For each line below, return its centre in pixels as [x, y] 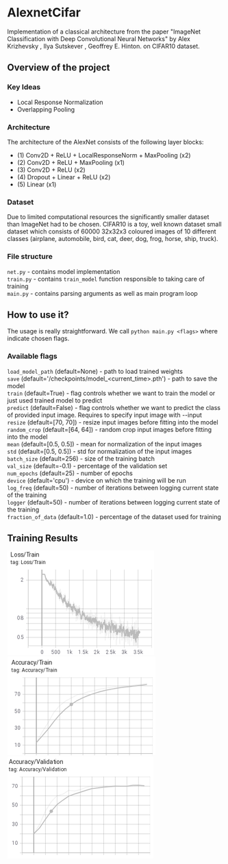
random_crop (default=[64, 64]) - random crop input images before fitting [110, 429]
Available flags [32, 356]
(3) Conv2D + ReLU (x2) [51, 170]
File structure [30, 257]
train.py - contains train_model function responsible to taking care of [106, 279]
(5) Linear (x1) [37, 184]
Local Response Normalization [60, 102]
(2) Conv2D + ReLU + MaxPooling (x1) [71, 162]
